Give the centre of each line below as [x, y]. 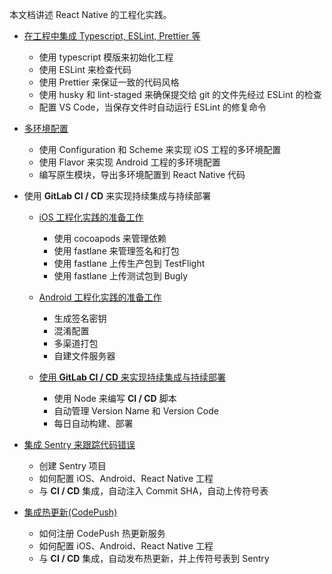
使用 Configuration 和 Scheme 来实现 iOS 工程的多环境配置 [160, 149]
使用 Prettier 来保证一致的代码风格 [109, 82]
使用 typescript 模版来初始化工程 [106, 57]
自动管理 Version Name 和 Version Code [136, 411]
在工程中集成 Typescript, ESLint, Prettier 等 [112, 36]
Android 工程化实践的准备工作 [100, 297]
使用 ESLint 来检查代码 [85, 69]
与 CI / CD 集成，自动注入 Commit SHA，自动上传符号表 [153, 491]
